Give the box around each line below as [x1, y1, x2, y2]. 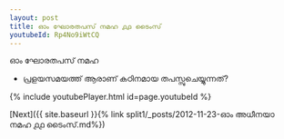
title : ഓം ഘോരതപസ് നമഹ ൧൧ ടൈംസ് [9, 22, 162, 31]
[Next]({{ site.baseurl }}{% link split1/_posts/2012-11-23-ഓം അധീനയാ [9, 109, 275, 120]
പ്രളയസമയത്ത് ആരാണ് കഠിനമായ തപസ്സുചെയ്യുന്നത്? [22, 74, 229, 84]
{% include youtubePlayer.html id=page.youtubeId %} [9, 92, 212, 103]
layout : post [9, 13, 59, 23]
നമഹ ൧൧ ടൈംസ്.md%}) [9, 119, 106, 130]
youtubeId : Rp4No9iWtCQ [9, 30, 100, 39]
